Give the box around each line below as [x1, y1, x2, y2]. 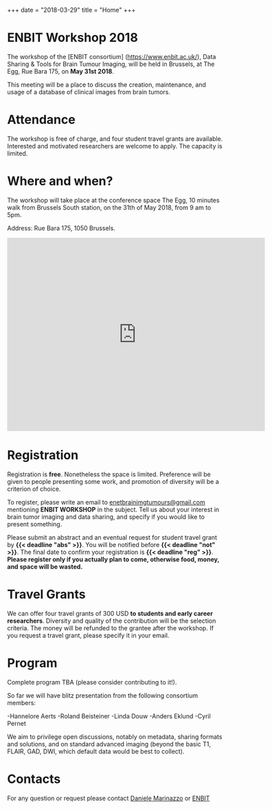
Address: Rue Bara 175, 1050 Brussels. [7, 223, 115, 232]
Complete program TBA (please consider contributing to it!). [7, 678, 177, 686]
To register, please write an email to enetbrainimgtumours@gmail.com [7, 498, 206, 506]
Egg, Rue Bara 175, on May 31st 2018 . [7, 67, 115, 75]
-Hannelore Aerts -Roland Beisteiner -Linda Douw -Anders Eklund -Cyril [7, 711, 211, 720]
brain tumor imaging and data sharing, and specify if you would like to [7, 512, 205, 521]
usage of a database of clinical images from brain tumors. [7, 87, 170, 96]
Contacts [7, 771, 61, 786]
